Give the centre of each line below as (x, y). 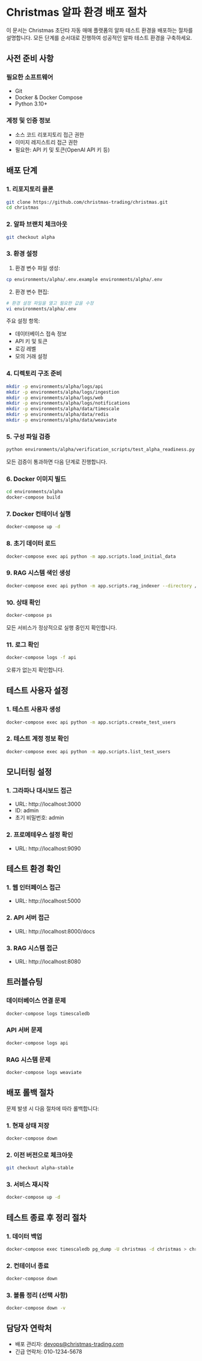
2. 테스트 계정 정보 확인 (38, 739)
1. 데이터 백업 (24, 1236)
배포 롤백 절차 (30, 1093)
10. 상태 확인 (23, 602)
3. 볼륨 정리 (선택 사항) (37, 1295)
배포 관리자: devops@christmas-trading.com (69, 1344)
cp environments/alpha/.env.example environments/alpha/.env (84, 279)
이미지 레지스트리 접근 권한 (46, 142)
